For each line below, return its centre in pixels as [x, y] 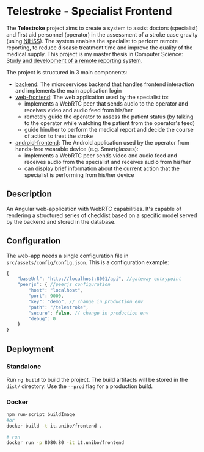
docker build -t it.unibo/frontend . [54, 426]
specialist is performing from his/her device [79, 174]
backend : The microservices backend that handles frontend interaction [104, 84]
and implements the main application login [68, 90]
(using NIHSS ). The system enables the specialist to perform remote [92, 41]
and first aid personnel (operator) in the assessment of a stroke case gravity [102, 34]
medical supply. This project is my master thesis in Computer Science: [95, 54]
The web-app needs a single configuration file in [67, 256]
